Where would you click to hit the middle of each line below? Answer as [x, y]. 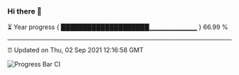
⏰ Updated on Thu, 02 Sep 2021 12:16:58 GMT [75, 50]
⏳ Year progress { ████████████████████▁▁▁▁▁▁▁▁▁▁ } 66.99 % [118, 27]
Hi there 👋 [25, 11]
